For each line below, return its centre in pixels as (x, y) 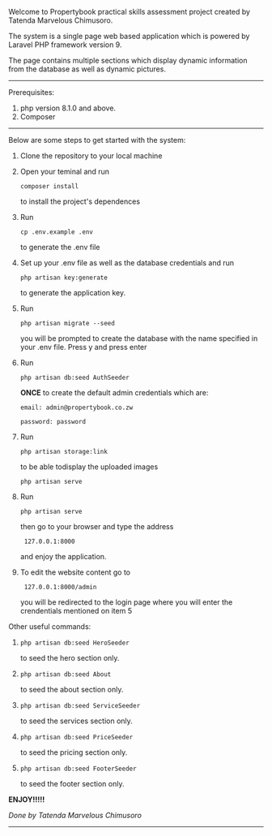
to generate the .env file (60, 247)
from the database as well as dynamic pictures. (87, 69)
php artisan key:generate (64, 278)
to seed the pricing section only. (74, 752)
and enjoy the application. (63, 556)
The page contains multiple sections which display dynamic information (128, 60)
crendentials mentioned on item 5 (76, 611)
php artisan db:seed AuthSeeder (74, 377)
